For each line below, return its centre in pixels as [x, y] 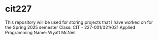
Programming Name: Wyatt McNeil [40, 32]
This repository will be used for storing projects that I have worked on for [79, 22]
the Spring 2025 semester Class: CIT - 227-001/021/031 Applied [70, 27]
